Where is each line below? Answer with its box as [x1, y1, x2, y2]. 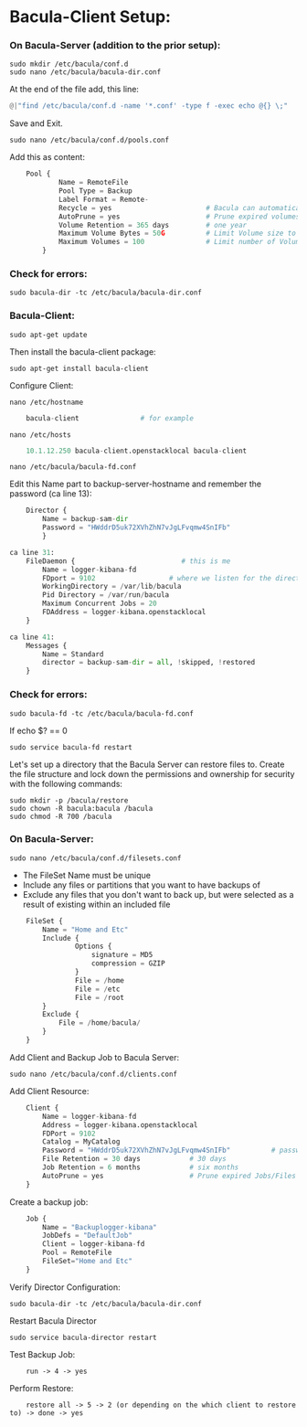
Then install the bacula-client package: [9, 346, 157, 357]
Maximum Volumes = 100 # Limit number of [58, 238, 276, 247]
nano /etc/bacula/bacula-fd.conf [9, 463, 137, 472]
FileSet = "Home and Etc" [42, 1257, 132, 1266]
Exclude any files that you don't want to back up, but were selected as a [22, 889, 294, 900]
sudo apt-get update [9, 330, 89, 339]
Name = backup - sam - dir [42, 515, 129, 524]
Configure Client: [9, 379, 74, 390]
